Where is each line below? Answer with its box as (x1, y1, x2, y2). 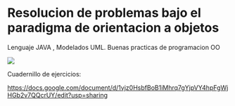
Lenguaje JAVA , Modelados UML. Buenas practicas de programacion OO (7, 43, 220, 51)
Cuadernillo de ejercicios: (7, 69, 82, 78)
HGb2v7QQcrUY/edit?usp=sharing (7, 91, 108, 99)
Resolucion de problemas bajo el (7, 5, 202, 21)
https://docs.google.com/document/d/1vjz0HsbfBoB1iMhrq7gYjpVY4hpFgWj (7, 83, 229, 92)
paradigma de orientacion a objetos (7, 20, 220, 36)
